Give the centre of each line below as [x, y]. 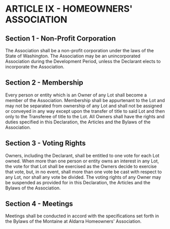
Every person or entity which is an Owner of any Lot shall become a [76, 95]
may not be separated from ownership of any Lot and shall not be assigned [84, 106]
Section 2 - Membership [44, 83]
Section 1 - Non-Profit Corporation [60, 38]
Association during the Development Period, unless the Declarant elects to [83, 61]
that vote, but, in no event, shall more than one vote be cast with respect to [84, 172]
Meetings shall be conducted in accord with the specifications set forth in [82, 216]
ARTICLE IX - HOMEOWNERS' [69, 9]
